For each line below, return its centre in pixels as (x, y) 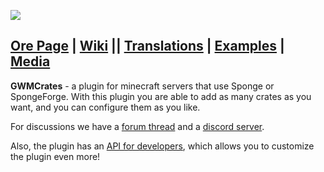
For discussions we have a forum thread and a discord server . (137, 126)
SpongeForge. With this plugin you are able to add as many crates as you (161, 96)
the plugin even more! (55, 156)
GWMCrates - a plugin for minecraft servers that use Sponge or (142, 86)
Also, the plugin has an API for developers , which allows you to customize (162, 146)
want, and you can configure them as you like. (105, 107)
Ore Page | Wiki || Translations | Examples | (147, 46)
